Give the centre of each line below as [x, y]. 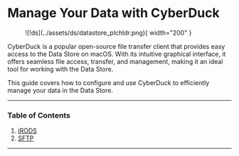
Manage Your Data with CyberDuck [113, 13]
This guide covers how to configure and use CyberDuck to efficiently [108, 82]
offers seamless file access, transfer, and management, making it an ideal [115, 61]
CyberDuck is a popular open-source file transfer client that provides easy [116, 46]
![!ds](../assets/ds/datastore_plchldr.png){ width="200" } [108, 33]
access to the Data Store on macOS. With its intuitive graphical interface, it [117, 54]
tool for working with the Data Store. [60, 69]
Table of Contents [39, 115]
